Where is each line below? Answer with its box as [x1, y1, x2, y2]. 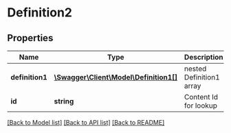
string [54, 97, 74, 106]
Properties [7, 32, 54, 44]
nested [184, 64, 207, 73]
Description [184, 53, 223, 62]
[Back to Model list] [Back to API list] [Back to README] [7, 119, 165, 126]
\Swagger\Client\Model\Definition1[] [54, 73, 178, 82]
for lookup [184, 101, 218, 110]
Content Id [184, 93, 219, 101]
